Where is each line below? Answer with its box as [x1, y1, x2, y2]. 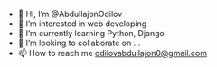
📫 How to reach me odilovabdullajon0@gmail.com [17, 48, 208, 58]
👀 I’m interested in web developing [17, 18, 147, 29]
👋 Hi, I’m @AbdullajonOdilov [17, 9, 123, 19]
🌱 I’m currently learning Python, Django [17, 28, 165, 38]
